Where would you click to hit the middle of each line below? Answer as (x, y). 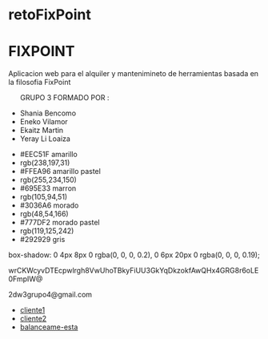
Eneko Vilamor (44, 122)
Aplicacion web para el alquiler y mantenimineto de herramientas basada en (133, 74)
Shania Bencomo (48, 113)
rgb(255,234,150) (48, 180)
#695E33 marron (48, 188)
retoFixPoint (50, 15)
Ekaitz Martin (42, 131)
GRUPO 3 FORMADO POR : (64, 98)
